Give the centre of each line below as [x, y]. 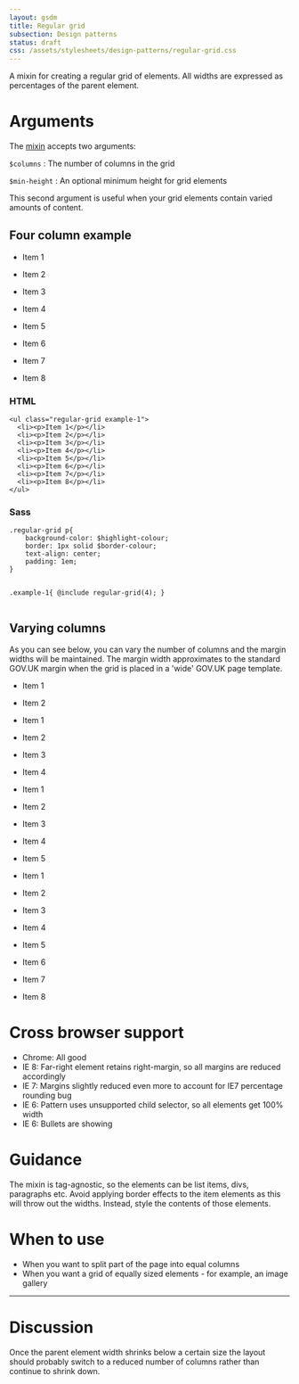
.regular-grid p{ [41, 531]
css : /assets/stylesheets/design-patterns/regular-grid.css [123, 51]
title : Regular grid [48, 26]
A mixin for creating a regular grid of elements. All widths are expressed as [146, 76]
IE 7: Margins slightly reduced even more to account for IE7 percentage [152, 1086]
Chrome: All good [54, 1058]
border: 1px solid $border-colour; [91, 546]
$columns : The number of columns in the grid [92, 164]
